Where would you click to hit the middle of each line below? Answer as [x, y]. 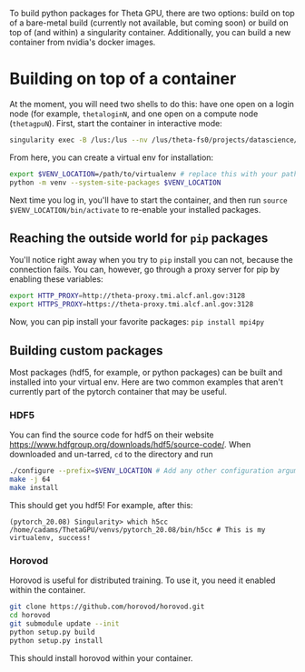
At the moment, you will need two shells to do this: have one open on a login [152, 104]
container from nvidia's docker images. [83, 42]
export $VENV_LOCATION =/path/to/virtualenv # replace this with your [144, 174]
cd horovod [30, 616]
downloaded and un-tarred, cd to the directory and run [111, 455]
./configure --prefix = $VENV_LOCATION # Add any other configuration [142, 471]
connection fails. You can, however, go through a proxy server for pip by [144, 270]
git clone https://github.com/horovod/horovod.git [107, 607]
